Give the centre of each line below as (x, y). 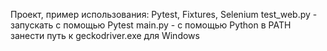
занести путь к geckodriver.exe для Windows (105, 35)
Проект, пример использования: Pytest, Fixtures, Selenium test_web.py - (164, 14)
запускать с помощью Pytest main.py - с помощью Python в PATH (151, 25)
